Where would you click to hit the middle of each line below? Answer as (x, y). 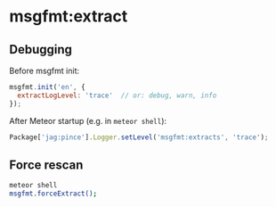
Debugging (41, 50)
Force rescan (46, 165)
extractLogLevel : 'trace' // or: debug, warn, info (117, 95)
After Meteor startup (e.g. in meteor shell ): (88, 120)
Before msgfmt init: (45, 70)
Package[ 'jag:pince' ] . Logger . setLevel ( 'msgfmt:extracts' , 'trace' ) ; (139, 137)
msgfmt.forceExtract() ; (53, 194)
